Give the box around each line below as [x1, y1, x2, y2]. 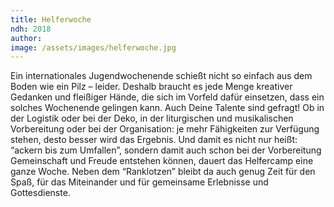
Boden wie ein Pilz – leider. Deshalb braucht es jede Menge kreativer [10, 81, 293, 93]
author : [10, 33, 43, 43]
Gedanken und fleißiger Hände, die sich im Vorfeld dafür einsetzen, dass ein [10, 91, 325, 103]
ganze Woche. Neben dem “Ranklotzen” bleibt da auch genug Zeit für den [10, 166, 316, 178]
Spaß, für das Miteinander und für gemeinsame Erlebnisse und [10, 176, 269, 188]
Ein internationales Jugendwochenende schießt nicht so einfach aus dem [10, 70, 313, 82]
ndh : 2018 [10, 24, 52, 34]
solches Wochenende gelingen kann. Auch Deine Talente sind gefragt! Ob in [10, 102, 325, 114]
